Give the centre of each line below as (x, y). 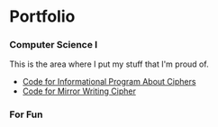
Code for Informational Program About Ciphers (109, 82)
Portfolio (42, 17)
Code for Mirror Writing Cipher (79, 91)
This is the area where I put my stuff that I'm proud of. (109, 64)
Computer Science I (54, 45)
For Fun (26, 114)
